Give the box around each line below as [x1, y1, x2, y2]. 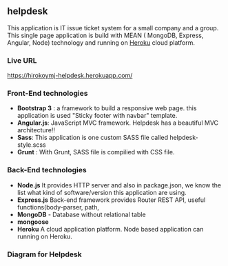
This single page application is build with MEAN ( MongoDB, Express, [7, 31, 204, 39]
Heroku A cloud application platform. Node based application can [17, 225, 204, 233]
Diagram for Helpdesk [7, 249, 82, 259]
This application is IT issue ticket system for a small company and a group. [7, 23, 219, 32]
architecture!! [17, 126, 56, 134]
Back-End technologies [7, 165, 87, 175]
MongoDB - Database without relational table [17, 210, 146, 218]
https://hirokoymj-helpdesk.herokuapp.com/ [7, 72, 133, 80]
